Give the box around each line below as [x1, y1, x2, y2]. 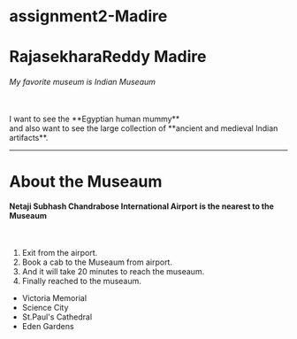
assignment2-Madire [9, 6, 168, 27]
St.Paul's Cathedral [21, 312, 93, 322]
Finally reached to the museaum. [21, 275, 141, 286]
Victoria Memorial [21, 292, 87, 303]
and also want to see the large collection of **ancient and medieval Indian [9, 122, 278, 134]
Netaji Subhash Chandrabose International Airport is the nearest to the [9, 201, 274, 212]
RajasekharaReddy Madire [9, 47, 207, 67]
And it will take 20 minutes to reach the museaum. [21, 266, 205, 276]
